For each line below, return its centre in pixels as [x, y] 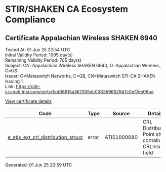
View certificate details [28, 101]
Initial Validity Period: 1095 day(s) [39, 55]
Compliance [30, 20]
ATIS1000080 [121, 137]
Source [121, 113]
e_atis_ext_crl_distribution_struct [45, 137]
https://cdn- [28, 86]
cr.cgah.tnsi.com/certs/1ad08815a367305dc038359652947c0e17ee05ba [80, 92]
